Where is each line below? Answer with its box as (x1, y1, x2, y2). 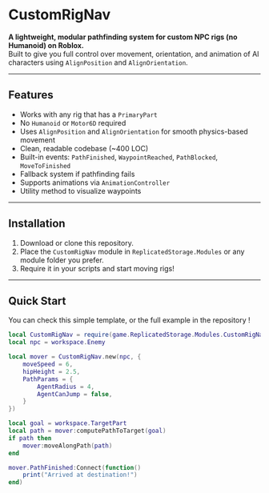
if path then (8, 434, 52, 442)
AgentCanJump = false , (37, 390, 113, 398)
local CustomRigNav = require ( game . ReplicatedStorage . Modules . (8, 331, 224, 339)
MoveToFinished (19, 162, 71, 170)
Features (8, 88, 54, 102)
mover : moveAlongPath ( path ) (22, 442, 113, 450)
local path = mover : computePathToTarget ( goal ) (8, 427, 167, 435)
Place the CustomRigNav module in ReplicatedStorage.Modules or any (19, 246, 245, 256)
